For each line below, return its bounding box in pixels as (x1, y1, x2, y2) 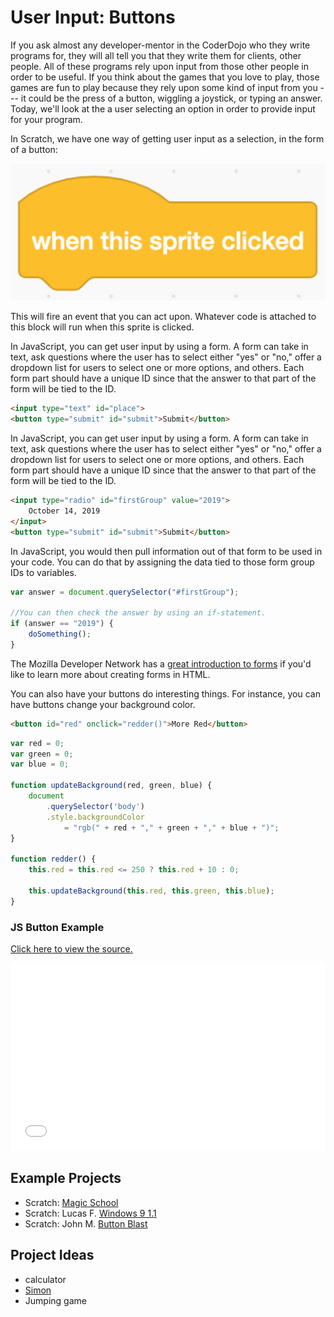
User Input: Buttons (10, 6, 176, 29)
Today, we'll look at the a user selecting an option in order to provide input (10, 102, 316, 115)
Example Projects (10, 1170, 122, 1187)
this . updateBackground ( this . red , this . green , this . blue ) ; (28, 886, 275, 896)
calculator (24, 1273, 67, 1285)
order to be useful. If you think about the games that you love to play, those (10, 71, 320, 83)
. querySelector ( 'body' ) (46, 801, 145, 811)
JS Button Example (10, 920, 105, 934)
